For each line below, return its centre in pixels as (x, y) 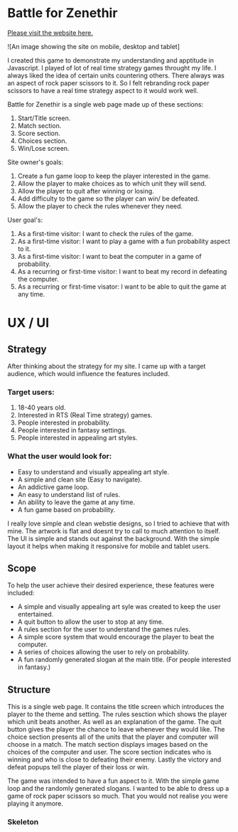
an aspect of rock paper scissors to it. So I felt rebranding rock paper (108, 82)
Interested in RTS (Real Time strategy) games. (85, 415)
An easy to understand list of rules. (69, 494)
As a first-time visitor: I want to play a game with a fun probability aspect (124, 241)
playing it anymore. (36, 804)
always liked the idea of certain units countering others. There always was (116, 75)
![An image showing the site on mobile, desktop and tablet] (93, 46)
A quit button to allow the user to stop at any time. (91, 622)
